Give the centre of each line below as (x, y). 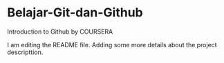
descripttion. (25, 52)
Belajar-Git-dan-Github (75, 13)
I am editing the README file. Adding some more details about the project (112, 45)
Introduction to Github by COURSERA (60, 32)
